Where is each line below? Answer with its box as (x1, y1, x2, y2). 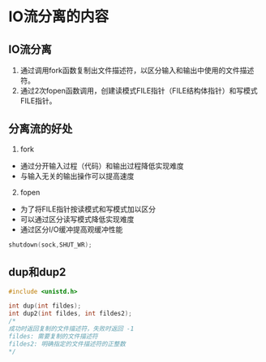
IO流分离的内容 (8, 7, 109, 26)
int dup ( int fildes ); (8, 302, 82, 310)
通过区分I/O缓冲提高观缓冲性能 (19, 225, 123, 234)
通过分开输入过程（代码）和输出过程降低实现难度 (19, 160, 184, 171)
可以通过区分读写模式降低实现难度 (19, 214, 135, 224)
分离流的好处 (8, 122, 73, 136)
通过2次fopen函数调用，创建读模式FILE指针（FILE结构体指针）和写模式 (19, 86, 258, 95)
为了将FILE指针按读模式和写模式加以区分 (19, 204, 157, 214)
